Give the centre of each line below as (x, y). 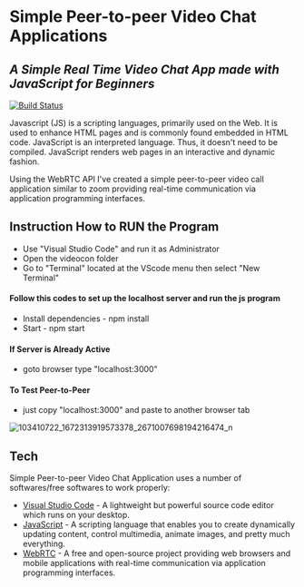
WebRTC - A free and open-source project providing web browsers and (157, 553)
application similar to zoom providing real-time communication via (133, 189)
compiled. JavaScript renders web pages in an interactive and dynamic (142, 152)
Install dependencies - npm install (86, 318)
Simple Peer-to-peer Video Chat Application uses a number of (126, 478)
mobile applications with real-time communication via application (144, 563)
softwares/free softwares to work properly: (90, 488)
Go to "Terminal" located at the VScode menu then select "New (141, 268)
